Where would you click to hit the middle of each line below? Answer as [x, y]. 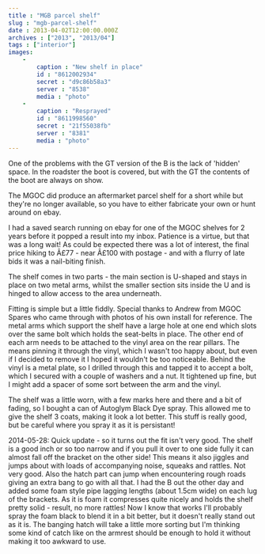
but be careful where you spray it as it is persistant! [92, 425]
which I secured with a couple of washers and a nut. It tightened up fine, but [132, 376]
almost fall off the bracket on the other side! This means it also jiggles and [129, 457]
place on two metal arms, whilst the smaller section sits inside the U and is [129, 285]
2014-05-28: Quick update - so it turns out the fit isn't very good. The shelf [131, 440]
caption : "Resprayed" [74, 112]
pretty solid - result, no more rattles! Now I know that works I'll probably [125, 507]
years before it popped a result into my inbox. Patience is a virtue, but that [129, 236]
